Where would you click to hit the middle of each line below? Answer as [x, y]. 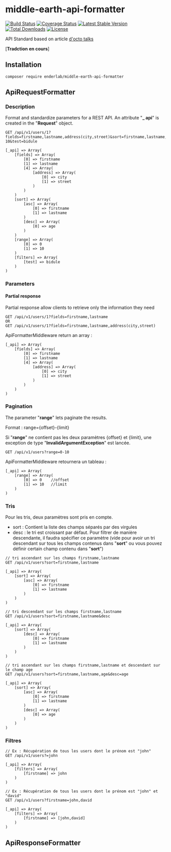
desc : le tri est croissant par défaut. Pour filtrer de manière [75, 532]
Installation [23, 65]
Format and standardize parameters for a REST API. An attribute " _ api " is [82, 118]
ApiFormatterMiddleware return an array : [49, 335]
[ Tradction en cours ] [27, 48]
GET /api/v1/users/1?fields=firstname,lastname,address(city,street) [81, 326]
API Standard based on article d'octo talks [49, 39]
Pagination [19, 406]
